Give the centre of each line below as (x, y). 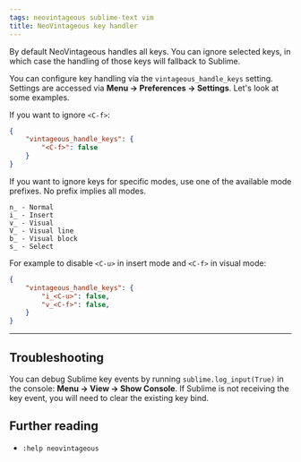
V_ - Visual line (42, 231)
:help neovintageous (60, 449)
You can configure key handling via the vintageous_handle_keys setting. (141, 78)
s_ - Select (31, 246)
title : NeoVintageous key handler (74, 26)
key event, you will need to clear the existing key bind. (109, 398)
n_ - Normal (31, 207)
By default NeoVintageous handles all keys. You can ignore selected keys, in (150, 51)
